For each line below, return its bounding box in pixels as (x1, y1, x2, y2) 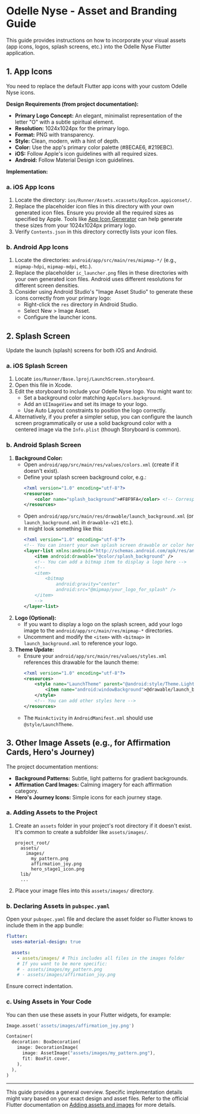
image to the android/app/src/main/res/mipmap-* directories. (23, 627, 174, 634)
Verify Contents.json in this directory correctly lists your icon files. (14, 228, 178, 235)
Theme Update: (14, 646, 55, 653)
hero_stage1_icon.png (30, 866, 85, 872)
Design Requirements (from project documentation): (6, 100, 139, 107)
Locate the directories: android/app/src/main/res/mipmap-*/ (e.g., (14, 257, 177, 264)
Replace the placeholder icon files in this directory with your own (14, 203, 174, 210)
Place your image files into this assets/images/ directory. (14, 887, 154, 894)
